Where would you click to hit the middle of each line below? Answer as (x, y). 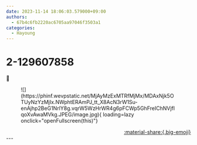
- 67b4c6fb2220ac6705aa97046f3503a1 (56, 22)
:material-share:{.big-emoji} (157, 132)
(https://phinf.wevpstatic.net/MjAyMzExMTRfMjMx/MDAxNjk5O (97, 96)
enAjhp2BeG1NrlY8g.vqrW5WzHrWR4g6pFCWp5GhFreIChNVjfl (98, 108)
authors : (17, 17)
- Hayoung (23, 33)
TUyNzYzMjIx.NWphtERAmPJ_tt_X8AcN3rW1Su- (79, 102)
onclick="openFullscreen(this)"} (60, 121)
